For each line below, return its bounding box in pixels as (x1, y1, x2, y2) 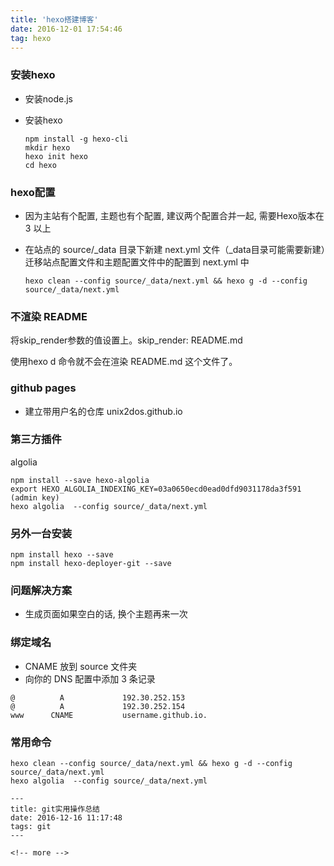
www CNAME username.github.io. (10, 710, 208, 720)
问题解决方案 (10, 584, 73, 598)
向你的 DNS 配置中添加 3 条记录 (24, 672, 156, 685)
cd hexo (24, 160, 57, 170)
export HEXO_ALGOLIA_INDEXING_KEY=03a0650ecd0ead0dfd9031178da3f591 (10, 484, 302, 494)
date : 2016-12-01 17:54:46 (10, 24, 123, 34)
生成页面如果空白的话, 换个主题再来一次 (24, 608, 188, 620)
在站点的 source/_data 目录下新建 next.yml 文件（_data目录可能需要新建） (24, 243, 326, 255)
